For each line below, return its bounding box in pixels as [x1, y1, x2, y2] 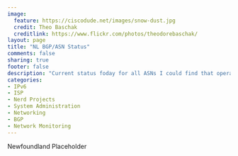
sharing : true [7, 57, 50, 64]
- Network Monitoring [7, 122, 72, 130]
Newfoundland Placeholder [7, 142, 87, 150]
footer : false [7, 63, 50, 70]
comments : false [7, 50, 55, 57]
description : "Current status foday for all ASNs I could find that [7, 69, 214, 77]
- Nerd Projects [7, 96, 55, 104]
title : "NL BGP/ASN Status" [7, 43, 91, 50]
